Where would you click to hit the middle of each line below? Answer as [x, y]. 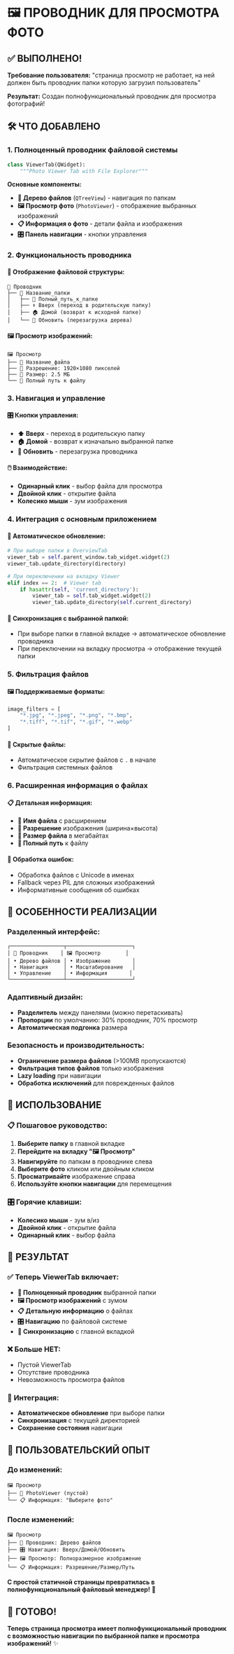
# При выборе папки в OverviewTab [58, 551]
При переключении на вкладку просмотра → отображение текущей [119, 649]
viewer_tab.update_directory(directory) [67, 563]
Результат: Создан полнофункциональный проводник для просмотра [112, 96]
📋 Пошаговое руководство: [58, 1126]
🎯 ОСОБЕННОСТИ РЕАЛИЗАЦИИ [82, 911]
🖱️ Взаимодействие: [37, 468]
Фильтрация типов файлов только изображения [90, 1068]
